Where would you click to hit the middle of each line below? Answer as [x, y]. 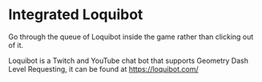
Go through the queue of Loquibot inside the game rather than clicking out [131, 37]
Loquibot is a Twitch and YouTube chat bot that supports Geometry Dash [128, 61]
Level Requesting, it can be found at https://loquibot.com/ [103, 68]
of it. [16, 45]
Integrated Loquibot [76, 15]
